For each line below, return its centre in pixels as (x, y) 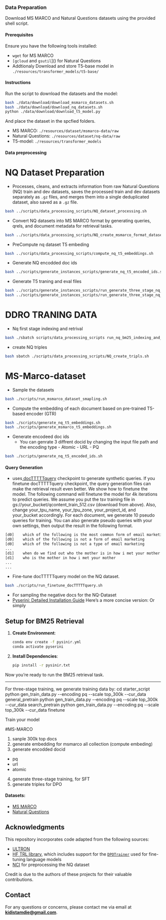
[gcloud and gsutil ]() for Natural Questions (57, 60)
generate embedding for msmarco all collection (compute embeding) (83, 744)
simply (19, 606)
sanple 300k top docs (35, 738)
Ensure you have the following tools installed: (51, 46)
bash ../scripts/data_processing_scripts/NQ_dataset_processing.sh (76, 211)
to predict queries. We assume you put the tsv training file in (74, 499)
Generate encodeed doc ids (41, 436)
